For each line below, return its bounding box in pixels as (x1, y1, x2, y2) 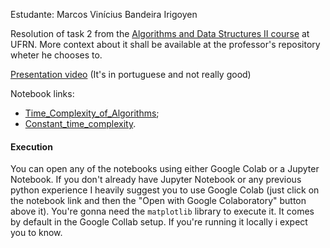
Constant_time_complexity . (24, 118, 137, 129)
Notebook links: (10, 88, 75, 99)
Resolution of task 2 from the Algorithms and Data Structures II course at (10, 28, 310, 39)
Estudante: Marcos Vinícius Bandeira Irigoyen (10, 9, 198, 20)
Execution (10, 140, 53, 153)
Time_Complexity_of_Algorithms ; (24, 107, 160, 119)
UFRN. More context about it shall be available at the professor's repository (10, 39, 321, 50)
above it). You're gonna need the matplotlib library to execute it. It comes (10, 205, 315, 218)
